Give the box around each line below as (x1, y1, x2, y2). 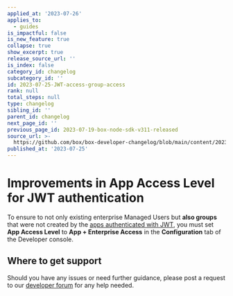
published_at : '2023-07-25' (7, 146, 89, 153)
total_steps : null (7, 94, 60, 101)
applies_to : (7, 17, 42, 24)
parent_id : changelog (7, 113, 70, 120)
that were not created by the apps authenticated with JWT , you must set (7, 220, 214, 229)
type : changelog (7, 101, 54, 107)
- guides (13, 23, 39, 30)
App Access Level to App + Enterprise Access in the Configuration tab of (7, 227, 222, 236)
